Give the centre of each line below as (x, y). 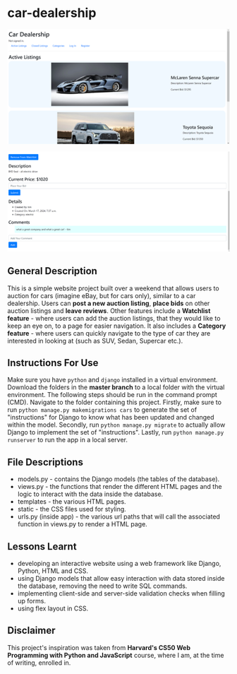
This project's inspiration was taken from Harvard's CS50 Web (99, 647)
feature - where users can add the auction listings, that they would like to (114, 318)
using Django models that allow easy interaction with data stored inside (121, 578)
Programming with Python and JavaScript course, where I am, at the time (116, 655)
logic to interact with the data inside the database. (90, 494)
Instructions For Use (53, 363)
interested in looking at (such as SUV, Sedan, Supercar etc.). (95, 341)
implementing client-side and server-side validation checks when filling (121, 593)
